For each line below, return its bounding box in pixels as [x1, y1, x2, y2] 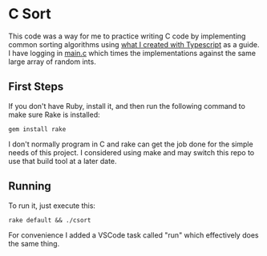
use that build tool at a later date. [8, 156, 118, 166]
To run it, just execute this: [8, 201, 96, 210]
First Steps [8, 80, 64, 94]
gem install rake [8, 125, 67, 133]
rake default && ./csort [8, 216, 91, 224]
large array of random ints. [8, 57, 96, 66]
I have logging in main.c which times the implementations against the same [8, 48, 257, 58]
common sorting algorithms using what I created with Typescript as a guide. [8, 39, 260, 49]
